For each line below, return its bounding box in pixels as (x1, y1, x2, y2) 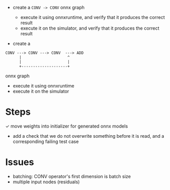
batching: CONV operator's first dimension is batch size (12, 173, 131, 179)
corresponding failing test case (12, 138, 79, 144)
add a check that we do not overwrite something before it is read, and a (12, 133, 164, 139)
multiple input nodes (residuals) (12, 179, 80, 185)
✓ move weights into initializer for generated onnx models (5, 123, 128, 129)
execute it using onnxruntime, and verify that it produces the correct (20, 14, 165, 20)
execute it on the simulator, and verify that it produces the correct (20, 25, 160, 31)
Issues (5, 156, 34, 168)
